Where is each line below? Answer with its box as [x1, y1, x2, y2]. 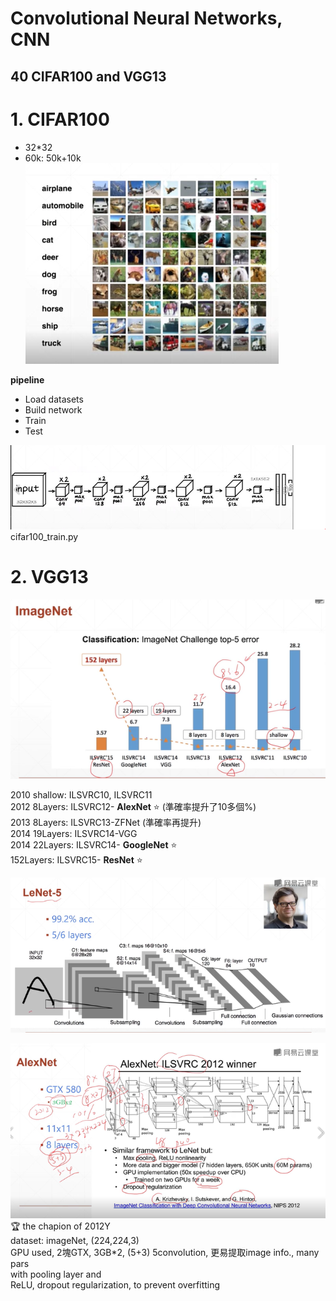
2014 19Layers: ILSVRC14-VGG [10, 828, 138, 840]
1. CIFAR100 [10, 108, 110, 131]
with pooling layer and [10, 1268, 102, 1280]
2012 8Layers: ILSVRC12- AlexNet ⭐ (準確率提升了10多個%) [10, 801, 257, 813]
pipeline [10, 373, 45, 386]
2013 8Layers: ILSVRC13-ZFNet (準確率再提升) [10, 817, 202, 829]
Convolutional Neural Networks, [10, 7, 283, 30]
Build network [24, 403, 83, 416]
